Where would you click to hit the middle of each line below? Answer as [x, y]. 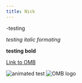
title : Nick [20, 11]
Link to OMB [21, 62]
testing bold [21, 51]
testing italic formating [33, 39]
